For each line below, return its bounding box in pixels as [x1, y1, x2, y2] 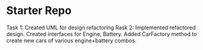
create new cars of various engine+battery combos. [6, 37, 137, 44]
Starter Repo [6, 4, 72, 18]
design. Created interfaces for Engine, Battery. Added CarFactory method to [6, 30, 198, 37]
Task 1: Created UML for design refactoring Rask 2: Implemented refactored [6, 24, 196, 31]
